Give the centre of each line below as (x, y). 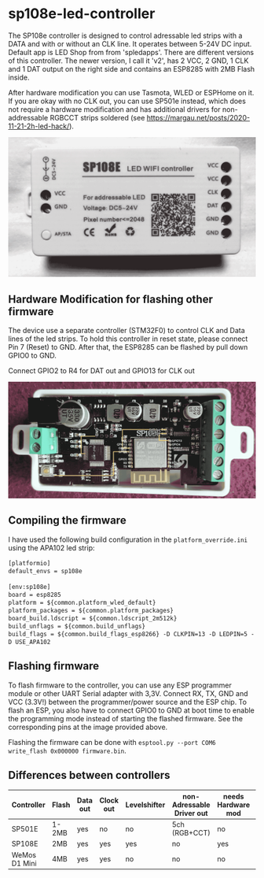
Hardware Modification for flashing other (111, 299)
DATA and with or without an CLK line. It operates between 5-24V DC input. (130, 43)
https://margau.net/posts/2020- (198, 117)
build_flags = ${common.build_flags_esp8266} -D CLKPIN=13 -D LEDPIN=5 (128, 634)
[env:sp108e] (29, 587)
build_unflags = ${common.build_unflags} (77, 626)
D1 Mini (24, 863)
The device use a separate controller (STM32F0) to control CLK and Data (126, 331)
